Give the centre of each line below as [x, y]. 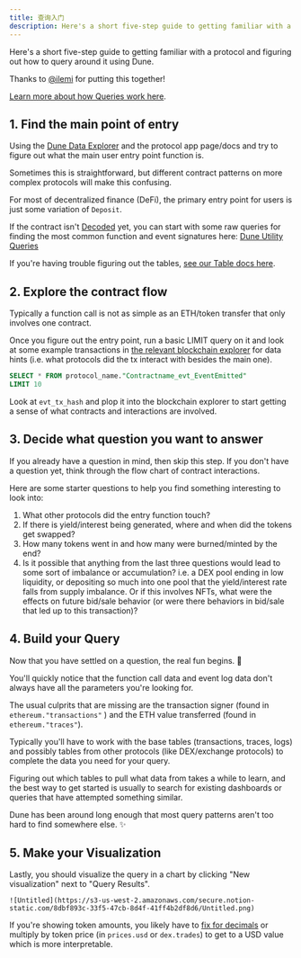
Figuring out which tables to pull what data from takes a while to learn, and [147, 778]
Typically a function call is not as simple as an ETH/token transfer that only [147, 313]
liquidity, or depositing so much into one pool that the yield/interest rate [155, 582]
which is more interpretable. [62, 945]
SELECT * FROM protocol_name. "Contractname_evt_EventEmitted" [128, 376]
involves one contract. [50, 323]
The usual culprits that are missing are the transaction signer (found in [139, 705]
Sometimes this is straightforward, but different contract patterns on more [146, 173]
